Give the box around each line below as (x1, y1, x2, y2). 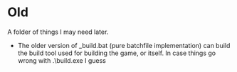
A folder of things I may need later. (7, 28, 109, 36)
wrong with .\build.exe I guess (17, 56, 107, 64)
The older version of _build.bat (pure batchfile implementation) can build (17, 41, 231, 49)
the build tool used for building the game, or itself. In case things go (17, 49, 216, 57)
